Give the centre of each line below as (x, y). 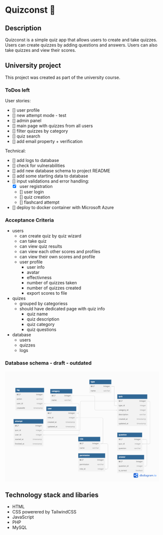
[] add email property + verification (47, 141)
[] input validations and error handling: (51, 181)
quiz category (41, 325)
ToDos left (18, 90)
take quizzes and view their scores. (41, 50)
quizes (19, 299)
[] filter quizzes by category (40, 131)
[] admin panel (27, 121)
